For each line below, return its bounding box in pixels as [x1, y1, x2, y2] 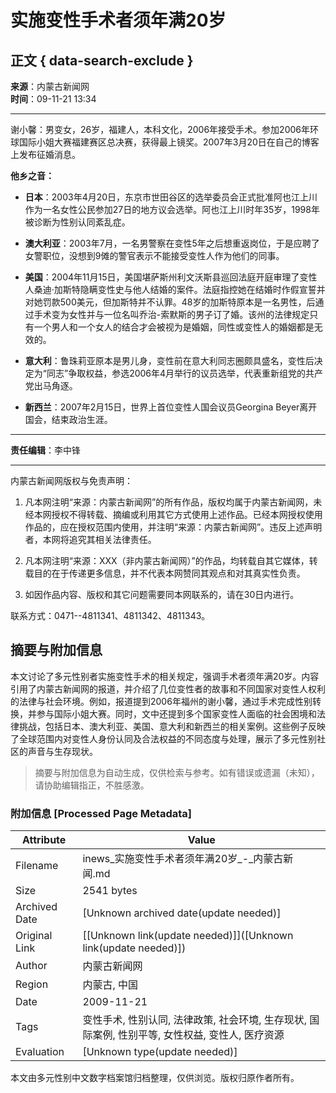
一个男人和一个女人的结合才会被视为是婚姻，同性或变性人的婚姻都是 [33, 321, 315, 333]
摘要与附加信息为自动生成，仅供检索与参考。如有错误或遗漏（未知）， [34, 766, 320, 778]
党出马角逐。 [24, 380, 78, 391]
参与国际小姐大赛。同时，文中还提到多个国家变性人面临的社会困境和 [36, 707, 317, 720]
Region [15, 977, 49, 991]
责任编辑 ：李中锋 [10, 444, 81, 456]
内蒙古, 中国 [82, 978, 138, 992]
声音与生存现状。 [27, 745, 98, 757]
